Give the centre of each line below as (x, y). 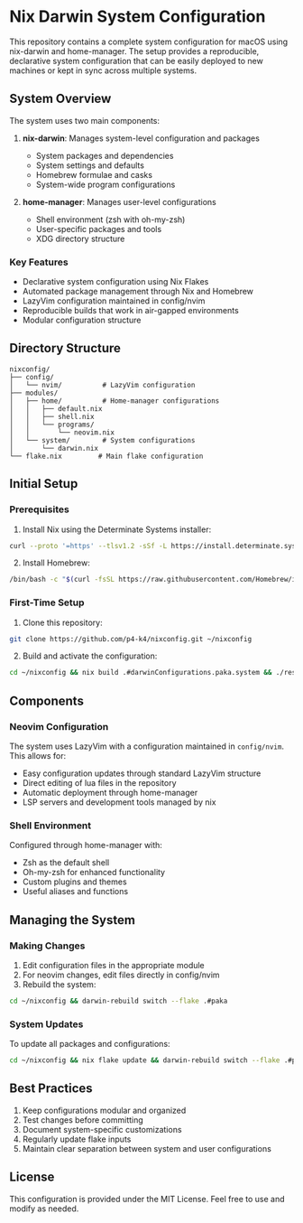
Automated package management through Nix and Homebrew (138, 292)
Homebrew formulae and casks (94, 174)
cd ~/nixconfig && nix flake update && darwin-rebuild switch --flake (145, 1060)
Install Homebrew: (56, 563)
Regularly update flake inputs (77, 1139)
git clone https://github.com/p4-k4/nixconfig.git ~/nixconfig (131, 639)
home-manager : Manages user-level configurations (119, 201)
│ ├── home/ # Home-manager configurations (115, 401)
